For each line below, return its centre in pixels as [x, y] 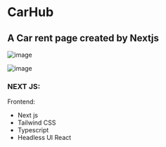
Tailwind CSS [37, 122]
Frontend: [21, 101]
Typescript [33, 130]
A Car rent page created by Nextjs [83, 38]
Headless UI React [44, 138]
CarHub [31, 12]
